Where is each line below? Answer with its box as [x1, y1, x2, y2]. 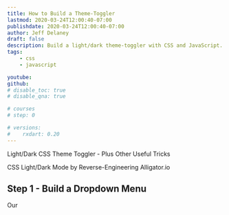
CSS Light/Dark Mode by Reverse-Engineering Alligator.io [7, 163, 171, 171]
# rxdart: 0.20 [7, 130, 60, 138]
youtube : [7, 74, 32, 81]
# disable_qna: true [7, 93, 67, 100]
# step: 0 [7, 112, 36, 119]
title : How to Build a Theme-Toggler [7, 10, 116, 17]
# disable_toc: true [7, 87, 67, 94]
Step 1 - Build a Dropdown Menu [7, 183, 146, 195]
